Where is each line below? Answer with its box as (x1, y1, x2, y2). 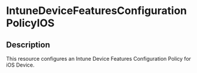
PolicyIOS (6, 16, 55, 30)
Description (6, 40, 50, 50)
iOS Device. (6, 61, 35, 68)
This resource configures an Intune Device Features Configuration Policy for (6, 55, 192, 62)
